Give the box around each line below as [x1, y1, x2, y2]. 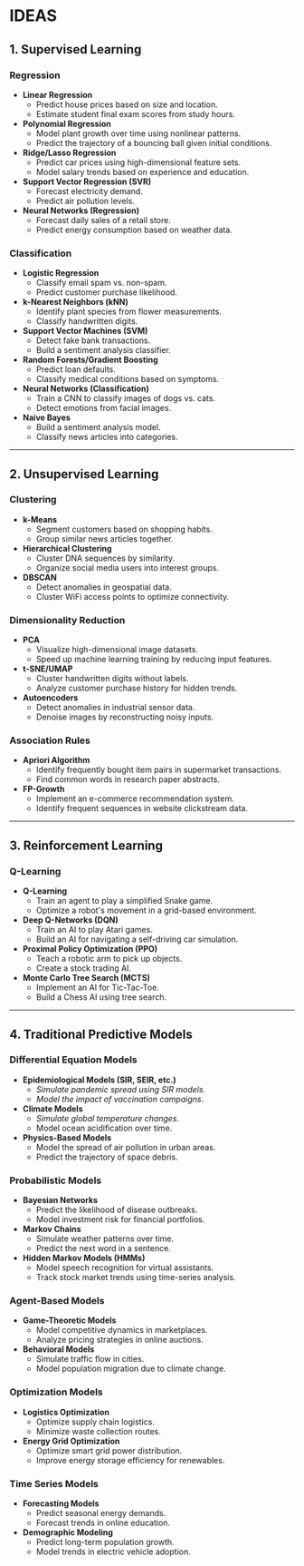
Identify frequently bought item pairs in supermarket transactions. [35, 764, 282, 776]
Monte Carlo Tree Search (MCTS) [22, 973, 151, 984]
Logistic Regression [22, 268, 100, 279]
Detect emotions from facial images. [35, 403, 172, 414]
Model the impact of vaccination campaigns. [35, 1093, 204, 1104]
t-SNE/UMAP [22, 663, 73, 674]
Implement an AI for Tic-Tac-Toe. [35, 982, 160, 993]
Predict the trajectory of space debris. [35, 1151, 178, 1162]
